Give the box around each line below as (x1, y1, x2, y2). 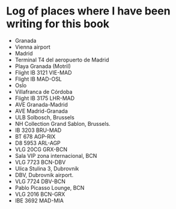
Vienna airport (14, 43, 51, 51)
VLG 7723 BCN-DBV (14, 158, 66, 166)
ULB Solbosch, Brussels (14, 113, 75, 121)
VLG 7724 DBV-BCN (14, 178, 66, 185)
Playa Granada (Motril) (14, 62, 71, 70)
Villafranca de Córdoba (14, 88, 73, 95)
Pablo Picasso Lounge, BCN (14, 184, 85, 191)
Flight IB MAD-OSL (14, 75, 62, 83)
